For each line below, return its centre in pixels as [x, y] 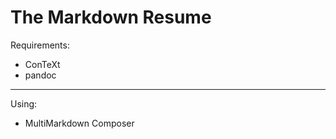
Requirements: [40, 45]
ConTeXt [42, 64]
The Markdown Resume [111, 17]
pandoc [40, 75]
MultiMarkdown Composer [79, 123]
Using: [24, 103]
